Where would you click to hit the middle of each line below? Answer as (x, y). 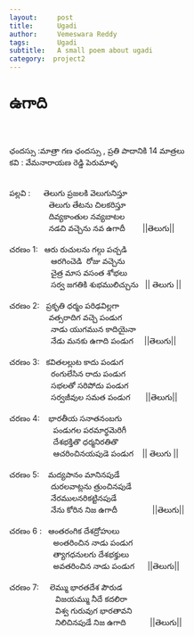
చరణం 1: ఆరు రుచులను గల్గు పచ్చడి (68, 249)
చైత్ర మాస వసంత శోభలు (89, 272)
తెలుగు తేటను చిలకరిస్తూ (87, 204)
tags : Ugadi (43, 42)
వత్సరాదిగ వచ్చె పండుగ (85, 317)
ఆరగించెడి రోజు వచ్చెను (88, 260)
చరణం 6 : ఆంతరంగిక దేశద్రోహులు (65, 531)
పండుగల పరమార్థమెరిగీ (90, 430)
